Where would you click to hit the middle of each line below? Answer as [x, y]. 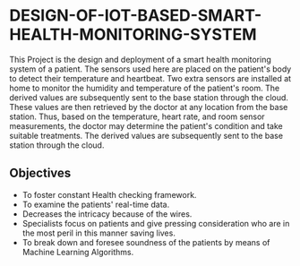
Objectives [40, 173]
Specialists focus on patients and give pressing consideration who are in [156, 223]
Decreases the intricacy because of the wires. [107, 214]
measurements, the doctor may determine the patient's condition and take [146, 125]
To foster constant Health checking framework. [109, 194]
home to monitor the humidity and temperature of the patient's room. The [145, 88]
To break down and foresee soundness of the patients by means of [146, 242]
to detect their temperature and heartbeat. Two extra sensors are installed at [150, 78]
